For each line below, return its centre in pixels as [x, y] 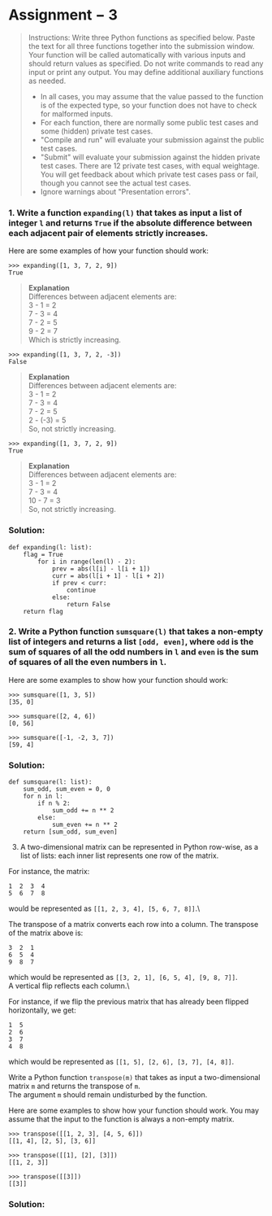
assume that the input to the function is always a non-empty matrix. [121, 1119]
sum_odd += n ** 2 [83, 811]
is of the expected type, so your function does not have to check [149, 105]
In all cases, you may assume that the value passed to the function [152, 96]
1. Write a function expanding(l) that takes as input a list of [125, 212]
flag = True [43, 554]
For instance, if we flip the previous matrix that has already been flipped [129, 1002]
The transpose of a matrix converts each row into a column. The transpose [134, 925]
